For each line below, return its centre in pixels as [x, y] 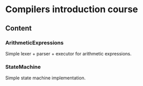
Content [19, 28]
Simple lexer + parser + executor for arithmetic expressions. [68, 53]
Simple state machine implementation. [45, 78]
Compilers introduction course [72, 9]
